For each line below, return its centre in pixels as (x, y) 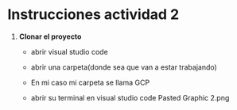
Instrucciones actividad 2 (93, 15)
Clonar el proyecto (50, 36)
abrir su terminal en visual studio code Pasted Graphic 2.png (130, 97)
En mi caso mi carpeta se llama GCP (90, 82)
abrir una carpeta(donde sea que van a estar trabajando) (124, 67)
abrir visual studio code (69, 51)
